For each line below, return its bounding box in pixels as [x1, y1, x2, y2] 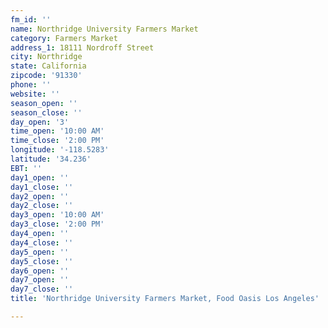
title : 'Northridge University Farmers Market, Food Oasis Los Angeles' [10, 294, 320, 304]
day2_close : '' [10, 201, 74, 211]
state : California [10, 61, 87, 71]
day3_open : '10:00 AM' [10, 210, 105, 220]
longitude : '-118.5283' [10, 145, 110, 155]
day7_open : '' [10, 275, 70, 285]
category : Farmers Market [10, 33, 118, 43]
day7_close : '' [10, 284, 74, 295]
